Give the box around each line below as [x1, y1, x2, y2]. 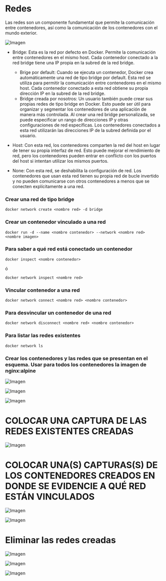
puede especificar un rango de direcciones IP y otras [19, 117, 128, 123]
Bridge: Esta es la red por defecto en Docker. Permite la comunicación [12, 49, 156, 55]
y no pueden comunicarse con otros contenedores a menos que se [12, 178, 150, 184]
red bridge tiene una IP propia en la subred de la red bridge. [12, 60, 135, 65]
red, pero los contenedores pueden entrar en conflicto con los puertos [12, 152, 157, 159]
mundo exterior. [5, 30, 38, 36]
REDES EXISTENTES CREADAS [5, 426, 134, 437]
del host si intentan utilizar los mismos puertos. [12, 158, 109, 164]
